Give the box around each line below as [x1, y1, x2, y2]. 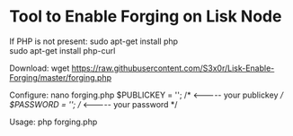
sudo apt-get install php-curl [9, 45, 116, 55]
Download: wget [9, 63, 70, 73]
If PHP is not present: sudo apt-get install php [9, 36, 178, 47]
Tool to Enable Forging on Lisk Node [9, 6, 282, 27]
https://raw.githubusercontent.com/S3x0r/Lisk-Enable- [71, 63, 275, 73]
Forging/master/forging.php [9, 72, 112, 82]
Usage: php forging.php [9, 116, 98, 127]
